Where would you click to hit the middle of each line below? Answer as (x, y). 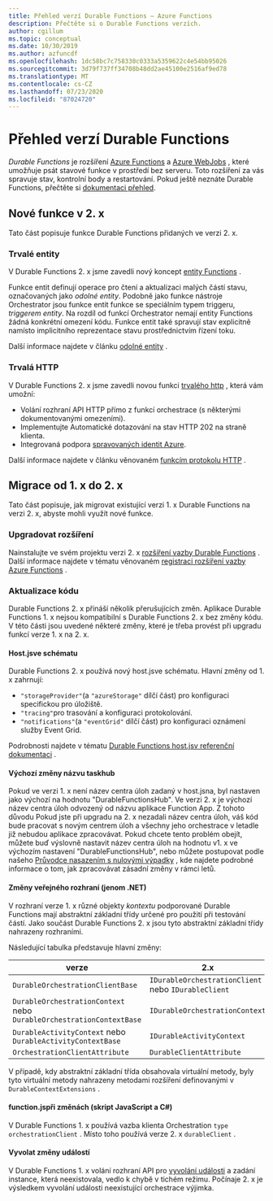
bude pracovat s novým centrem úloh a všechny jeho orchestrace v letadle (134, 825)
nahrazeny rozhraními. (46, 931)
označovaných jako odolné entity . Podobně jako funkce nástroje (116, 296)
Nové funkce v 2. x (56, 213)
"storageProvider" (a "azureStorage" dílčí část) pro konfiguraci (125, 695)
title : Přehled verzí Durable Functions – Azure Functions (110, 16)
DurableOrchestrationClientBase (75, 985)
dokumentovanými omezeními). (73, 418)
